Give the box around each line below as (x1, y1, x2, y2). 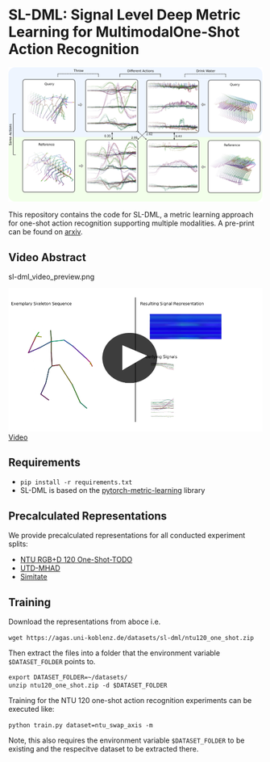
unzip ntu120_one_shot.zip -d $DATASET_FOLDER (8, 681, 168, 689)
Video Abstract (8, 250, 86, 264)
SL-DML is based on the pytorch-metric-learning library (19, 486, 206, 495)
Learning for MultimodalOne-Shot (8, 23, 240, 41)
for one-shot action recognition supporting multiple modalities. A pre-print (8, 218, 255, 228)
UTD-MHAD (19, 563, 60, 573)
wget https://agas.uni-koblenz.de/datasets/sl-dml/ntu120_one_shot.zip (8, 634, 254, 642)
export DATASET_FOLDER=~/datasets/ (8, 673, 128, 681)
